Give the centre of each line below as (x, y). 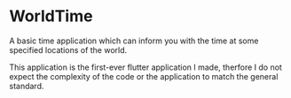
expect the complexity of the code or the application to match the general (144, 76)
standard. (27, 86)
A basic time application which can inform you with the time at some (134, 41)
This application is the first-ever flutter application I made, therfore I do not (145, 67)
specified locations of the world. (68, 49)
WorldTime (51, 16)
